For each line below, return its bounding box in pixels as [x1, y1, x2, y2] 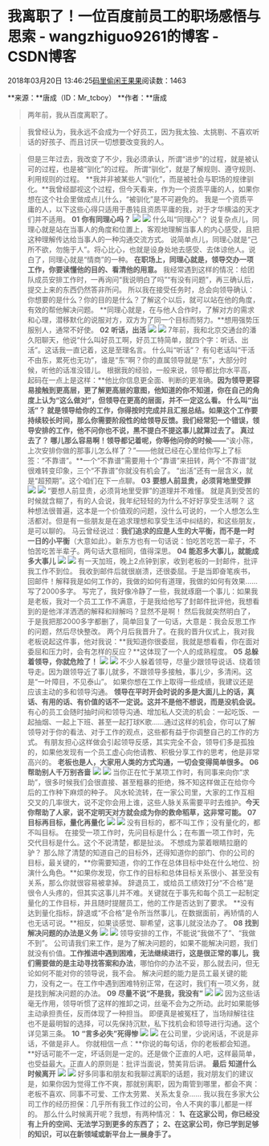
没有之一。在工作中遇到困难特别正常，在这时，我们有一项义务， [41, 978, 253, 988]
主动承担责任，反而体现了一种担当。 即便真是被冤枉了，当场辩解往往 [26, 1008, 255, 1018]
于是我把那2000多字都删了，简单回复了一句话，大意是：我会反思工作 [26, 616, 256, 626]
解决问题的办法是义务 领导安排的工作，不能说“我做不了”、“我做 [26, 928, 256, 938]
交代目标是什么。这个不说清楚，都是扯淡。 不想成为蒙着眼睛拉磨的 [26, 837, 248, 847]
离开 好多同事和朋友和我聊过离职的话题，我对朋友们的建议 [41, 1069, 254, 1078]
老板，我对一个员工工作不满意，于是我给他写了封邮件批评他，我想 [34, 596, 253, 606]
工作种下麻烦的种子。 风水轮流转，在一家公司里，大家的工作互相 [41, 787, 255, 797]
